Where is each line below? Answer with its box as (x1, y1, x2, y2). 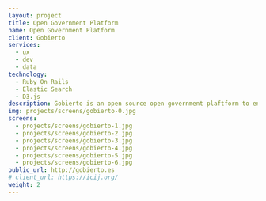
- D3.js (15, 93, 41, 100)
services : (8, 41, 41, 49)
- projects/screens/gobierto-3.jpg (15, 136, 133, 145)
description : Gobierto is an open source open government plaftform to (8, 100, 249, 108)
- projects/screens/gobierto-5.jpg (15, 151, 133, 159)
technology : (8, 70, 47, 78)
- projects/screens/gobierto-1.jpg (15, 122, 133, 130)
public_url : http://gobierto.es (8, 166, 115, 174)
